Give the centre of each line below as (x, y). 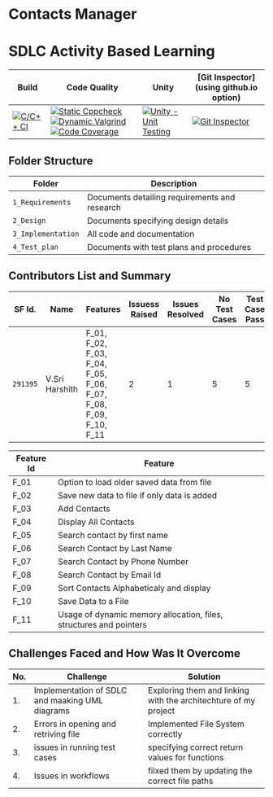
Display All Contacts (96, 522)
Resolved (186, 314)
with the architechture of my (201, 700)
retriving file (57, 734)
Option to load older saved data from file (135, 482)
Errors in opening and (75, 724)
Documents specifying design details (158, 221)
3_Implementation (46, 234)
